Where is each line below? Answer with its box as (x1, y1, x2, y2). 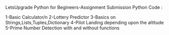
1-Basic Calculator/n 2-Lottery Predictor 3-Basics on (5, 14, 116, 20)
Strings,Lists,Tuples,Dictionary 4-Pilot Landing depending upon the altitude (5, 20, 164, 25)
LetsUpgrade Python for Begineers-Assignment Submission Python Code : (5, 5, 163, 10)
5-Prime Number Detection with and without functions (5, 25, 120, 31)
